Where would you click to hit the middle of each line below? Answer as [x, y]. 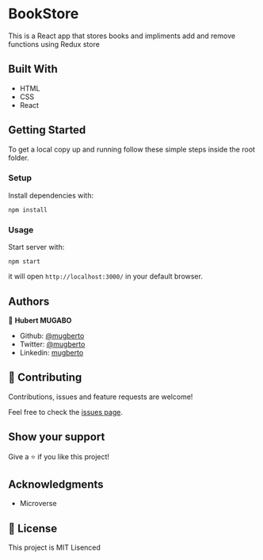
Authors [29, 301]
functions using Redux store [54, 44]
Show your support [57, 437]
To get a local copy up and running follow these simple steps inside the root [132, 149]
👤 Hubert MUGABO [40, 320]
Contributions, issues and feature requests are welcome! [101, 397]
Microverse [38, 504]
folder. [19, 157]
